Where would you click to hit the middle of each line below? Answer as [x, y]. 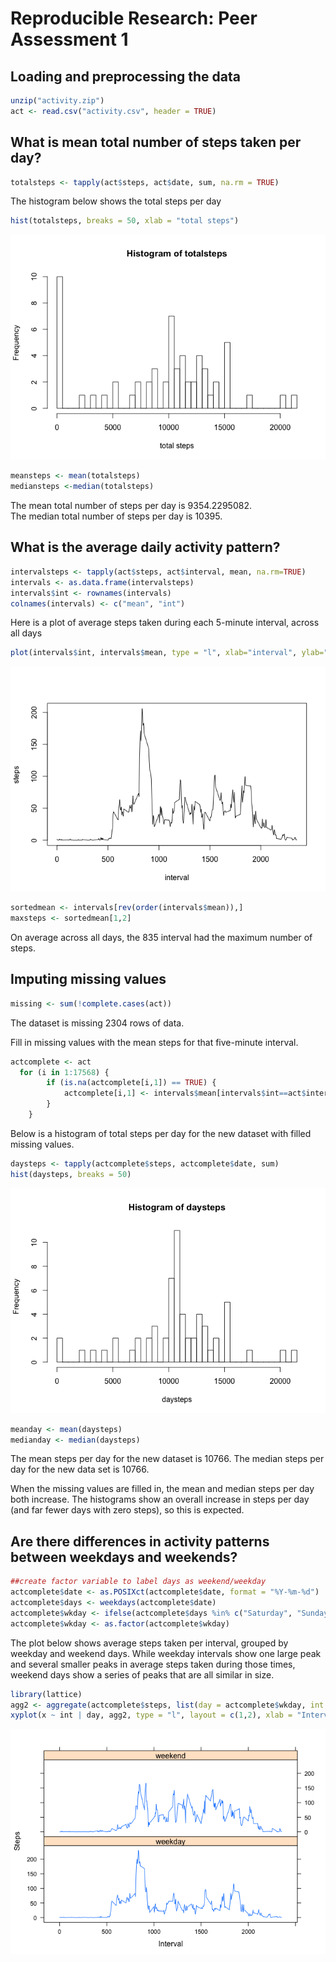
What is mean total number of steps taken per [156, 142]
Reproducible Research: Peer [134, 18]
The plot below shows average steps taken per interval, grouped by [149, 1643]
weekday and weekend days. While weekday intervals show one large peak [166, 1653]
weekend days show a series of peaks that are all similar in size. [142, 1674]
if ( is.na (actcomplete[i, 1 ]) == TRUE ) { [131, 1083]
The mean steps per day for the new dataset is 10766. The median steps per [167, 1459]
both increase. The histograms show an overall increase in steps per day [160, 1499]
